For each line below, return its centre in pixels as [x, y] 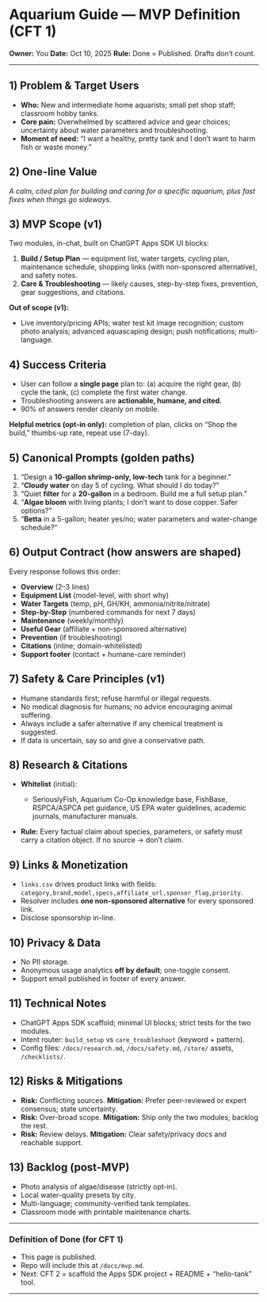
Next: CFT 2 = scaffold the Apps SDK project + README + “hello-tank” [136, 1273]
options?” [36, 510]
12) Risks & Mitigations [66, 1081]
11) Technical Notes [58, 1004]
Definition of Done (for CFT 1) [66, 1239]
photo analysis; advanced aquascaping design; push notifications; [128, 331]
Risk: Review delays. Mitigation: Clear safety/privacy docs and [123, 1134]
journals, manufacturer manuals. [85, 816]
